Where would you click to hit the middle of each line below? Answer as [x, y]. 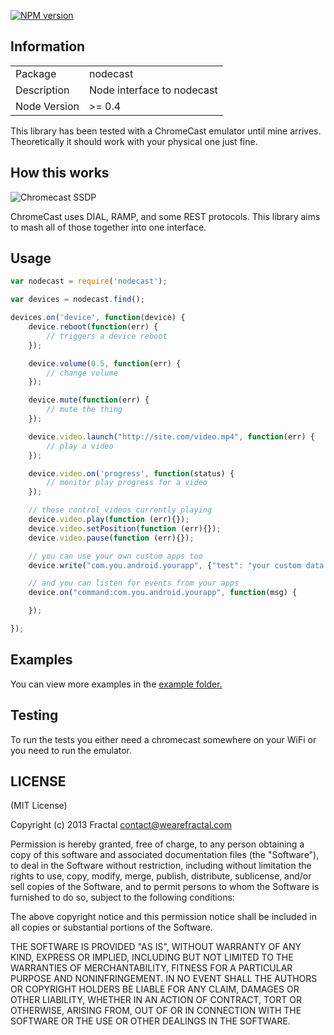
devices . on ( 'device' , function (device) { [98, 318]
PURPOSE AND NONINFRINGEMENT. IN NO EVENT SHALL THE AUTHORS [164, 979]
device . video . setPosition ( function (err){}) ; [125, 528]
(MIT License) [39, 806]
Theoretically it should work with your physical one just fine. [134, 141]
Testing [34, 715]
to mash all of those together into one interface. [108, 227]
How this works [60, 173]
